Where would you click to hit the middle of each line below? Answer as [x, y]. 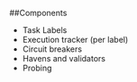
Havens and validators [64, 58]
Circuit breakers [52, 49]
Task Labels [45, 30]
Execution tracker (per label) [75, 40]
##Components [38, 13]
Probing [37, 68]
